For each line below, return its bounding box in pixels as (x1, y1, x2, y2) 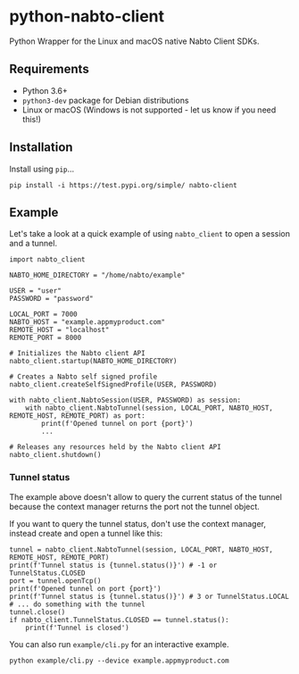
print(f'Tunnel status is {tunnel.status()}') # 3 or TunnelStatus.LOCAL (9, 592, 290, 601)
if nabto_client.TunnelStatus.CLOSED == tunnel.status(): (9, 615, 229, 624)
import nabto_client (9, 255, 87, 264)
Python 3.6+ (21, 85, 69, 96)
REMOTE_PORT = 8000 (9, 333, 82, 343)
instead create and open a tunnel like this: (9, 528, 163, 538)
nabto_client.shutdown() (9, 451, 102, 460)
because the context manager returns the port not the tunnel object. (9, 501, 261, 512)
